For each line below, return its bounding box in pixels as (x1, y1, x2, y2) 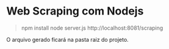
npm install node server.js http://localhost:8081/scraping (21, 24, 164, 31)
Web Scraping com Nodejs (6, 4, 144, 18)
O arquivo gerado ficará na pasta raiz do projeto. (6, 36, 129, 43)
